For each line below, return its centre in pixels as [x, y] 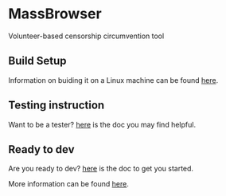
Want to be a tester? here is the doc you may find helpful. [102, 124]
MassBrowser [55, 14]
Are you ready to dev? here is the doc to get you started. [101, 169]
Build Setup [37, 61]
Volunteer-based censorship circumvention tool [86, 36]
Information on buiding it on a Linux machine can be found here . [113, 80]
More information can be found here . [68, 184]
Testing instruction [56, 106]
